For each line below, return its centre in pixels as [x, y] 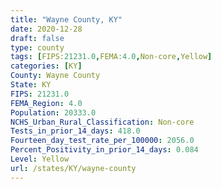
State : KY [31, 85]
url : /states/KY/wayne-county [73, 168]
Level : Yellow [40, 159]
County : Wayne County [55, 76]
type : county [37, 47]
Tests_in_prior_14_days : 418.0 [75, 131]
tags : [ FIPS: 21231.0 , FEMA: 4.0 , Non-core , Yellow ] [111, 57]
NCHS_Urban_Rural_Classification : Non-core [102, 122]
